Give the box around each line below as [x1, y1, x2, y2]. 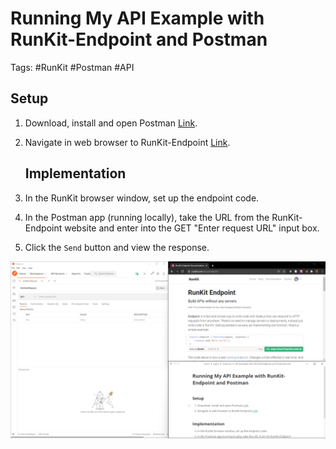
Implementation [24, 165, 127, 182]
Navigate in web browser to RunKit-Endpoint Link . [24, 136, 231, 148]
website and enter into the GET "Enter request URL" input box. [64, 222, 320, 234]
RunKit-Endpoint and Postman [10, 28, 268, 51]
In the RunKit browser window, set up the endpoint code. [24, 192, 260, 204]
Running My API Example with [10, 7, 265, 30]
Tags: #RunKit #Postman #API [10, 61, 135, 73]
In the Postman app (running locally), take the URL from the [24, 211, 270, 223]
